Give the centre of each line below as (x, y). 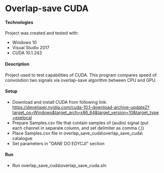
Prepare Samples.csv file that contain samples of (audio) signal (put (80, 123)
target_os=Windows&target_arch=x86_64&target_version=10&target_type (85, 112)
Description (17, 64)
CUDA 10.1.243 (27, 53)
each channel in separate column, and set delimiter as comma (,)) (78, 128)
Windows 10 (24, 42)
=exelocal (22, 117)
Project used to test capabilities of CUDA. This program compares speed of (81, 75)
